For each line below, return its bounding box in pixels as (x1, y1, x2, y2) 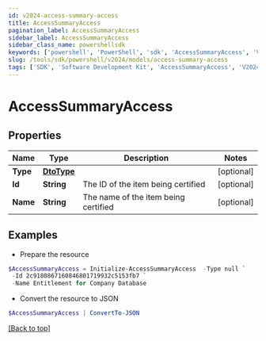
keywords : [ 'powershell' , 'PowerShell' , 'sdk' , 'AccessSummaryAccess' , (8, 48, 249, 56)
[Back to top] (8, 324, 51, 333)
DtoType (42, 166, 75, 177)
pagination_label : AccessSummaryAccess (8, 26, 140, 34)
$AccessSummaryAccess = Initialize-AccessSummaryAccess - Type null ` (8, 265, 246, 273)
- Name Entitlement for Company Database (11, 279, 147, 288)
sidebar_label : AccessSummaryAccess (8, 33, 129, 42)
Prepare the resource (19, 249, 89, 259)
